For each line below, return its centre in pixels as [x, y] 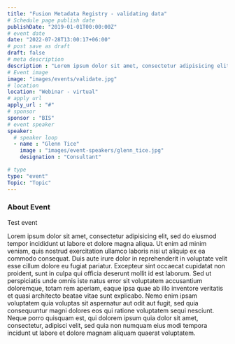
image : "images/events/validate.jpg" [62, 79]
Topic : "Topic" [29, 183]
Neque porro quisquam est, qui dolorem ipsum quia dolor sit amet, [103, 318]
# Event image [28, 72]
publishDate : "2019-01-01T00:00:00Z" [62, 27]
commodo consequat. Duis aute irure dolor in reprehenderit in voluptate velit [117, 258]
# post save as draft [39, 46]
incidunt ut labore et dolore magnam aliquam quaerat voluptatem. [101, 333]
